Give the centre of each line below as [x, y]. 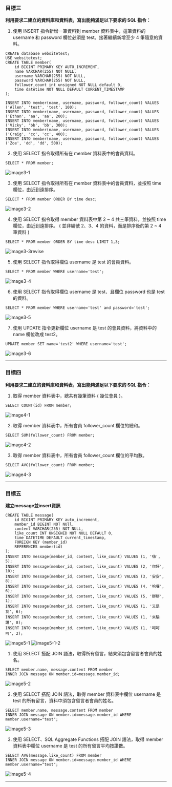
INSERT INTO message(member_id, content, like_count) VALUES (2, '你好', [85, 566]
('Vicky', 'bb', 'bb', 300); [36, 126]
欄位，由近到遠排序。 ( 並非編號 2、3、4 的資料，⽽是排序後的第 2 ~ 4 [87, 226]
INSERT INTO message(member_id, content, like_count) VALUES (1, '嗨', [83, 556]
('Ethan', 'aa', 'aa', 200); [36, 116]
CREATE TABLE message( [29, 515]
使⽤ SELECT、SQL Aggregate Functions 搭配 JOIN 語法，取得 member [88, 739]
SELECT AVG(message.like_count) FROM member [53, 755]
